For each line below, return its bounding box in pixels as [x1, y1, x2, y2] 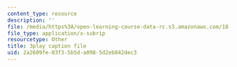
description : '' [7, 17, 55, 24]
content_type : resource [7, 10, 78, 17]
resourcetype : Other [7, 36, 68, 43]
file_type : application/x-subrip [7, 29, 106, 37]
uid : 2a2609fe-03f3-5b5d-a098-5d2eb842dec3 [7, 50, 138, 57]
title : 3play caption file [7, 43, 87, 50]
